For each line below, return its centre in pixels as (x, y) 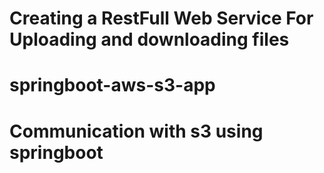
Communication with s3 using (136, 131)
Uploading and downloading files (149, 39)
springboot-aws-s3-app (112, 85)
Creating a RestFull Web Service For (161, 18)
